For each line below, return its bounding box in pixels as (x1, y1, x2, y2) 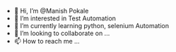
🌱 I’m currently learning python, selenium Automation (13, 22, 170, 30)
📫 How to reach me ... (13, 37, 80, 45)
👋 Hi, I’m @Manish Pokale (13, 7, 89, 15)
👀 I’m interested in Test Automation (13, 14, 117, 22)
